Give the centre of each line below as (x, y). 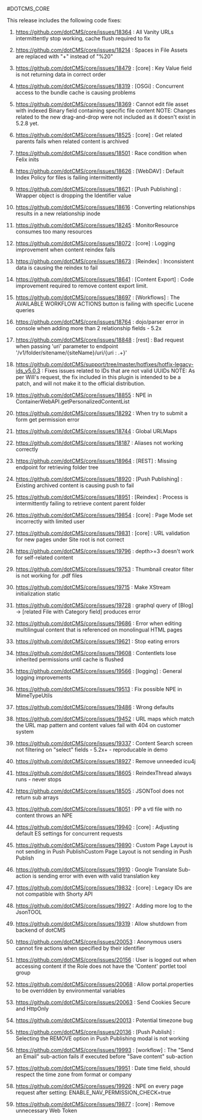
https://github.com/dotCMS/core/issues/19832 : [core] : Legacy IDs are (104, 888)
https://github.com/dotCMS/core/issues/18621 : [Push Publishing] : (98, 189)
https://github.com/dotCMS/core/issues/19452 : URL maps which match (105, 719)
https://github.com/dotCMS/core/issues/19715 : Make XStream (93, 587)
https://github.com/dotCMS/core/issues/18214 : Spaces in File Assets (102, 50)
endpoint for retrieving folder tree (57, 467)
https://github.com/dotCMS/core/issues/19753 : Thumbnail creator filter (105, 569)
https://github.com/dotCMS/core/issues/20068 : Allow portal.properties (105, 984)
